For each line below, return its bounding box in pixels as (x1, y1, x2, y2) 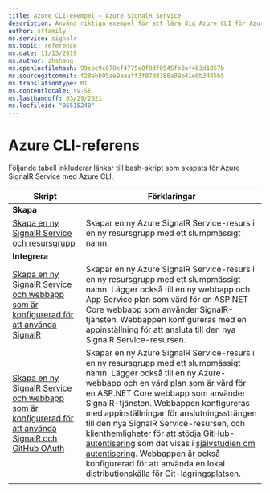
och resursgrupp (12, 238, 76, 249)
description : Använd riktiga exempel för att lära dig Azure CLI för (8, 19, 247, 27)
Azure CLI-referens (8, 136, 141, 155)
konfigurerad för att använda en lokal (85, 458, 225, 470)
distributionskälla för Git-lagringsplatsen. (85, 468, 241, 479)
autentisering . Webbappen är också (85, 448, 221, 459)
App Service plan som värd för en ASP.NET (85, 294, 249, 305)
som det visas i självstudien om (137, 438, 256, 449)
